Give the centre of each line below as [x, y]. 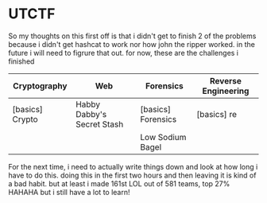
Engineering [226, 91]
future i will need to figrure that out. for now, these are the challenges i [124, 53]
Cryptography [40, 86]
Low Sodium [163, 137]
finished [21, 61]
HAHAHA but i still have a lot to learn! [69, 192]
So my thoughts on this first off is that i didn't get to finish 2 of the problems [132, 36]
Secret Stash [99, 124]
